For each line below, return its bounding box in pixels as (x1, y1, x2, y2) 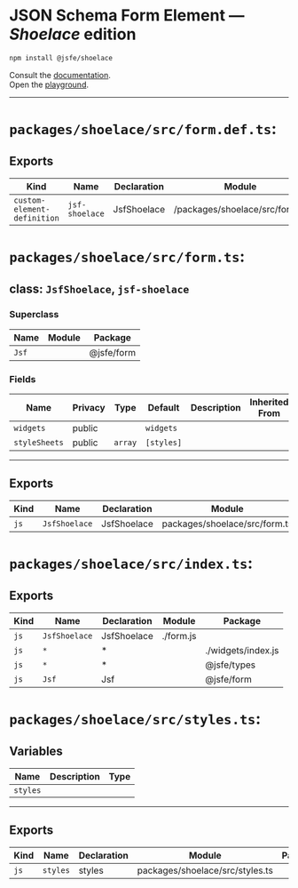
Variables (9, 744, 64, 759)
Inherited (249, 396, 289, 408)
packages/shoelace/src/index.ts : (9, 553, 254, 573)
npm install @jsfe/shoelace (9, 53, 114, 62)
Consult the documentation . (9, 69, 111, 80)
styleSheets (13, 437, 65, 447)
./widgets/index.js (205, 644, 279, 656)
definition (13, 212, 59, 223)
